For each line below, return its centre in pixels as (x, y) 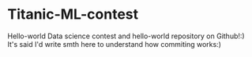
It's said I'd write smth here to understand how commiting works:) (115, 44)
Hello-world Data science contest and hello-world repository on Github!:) (126, 36)
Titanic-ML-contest (73, 14)
